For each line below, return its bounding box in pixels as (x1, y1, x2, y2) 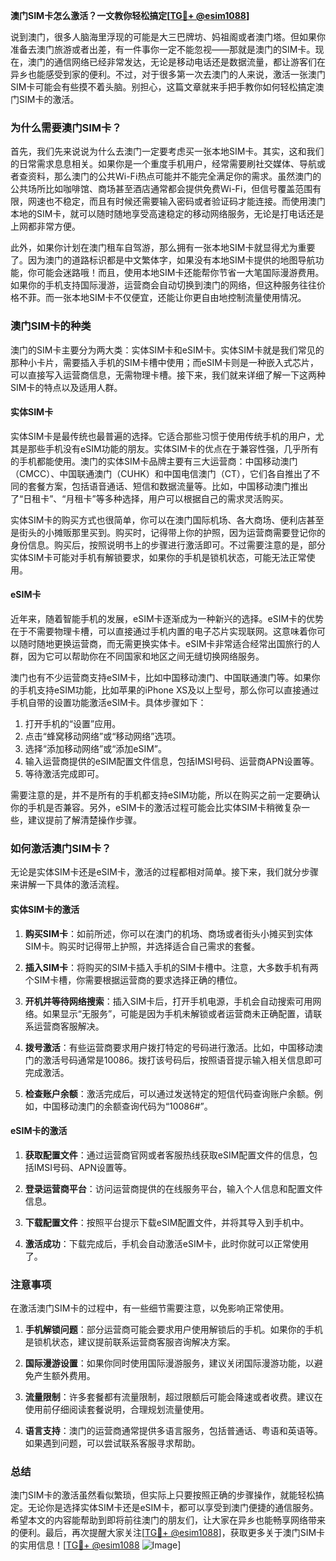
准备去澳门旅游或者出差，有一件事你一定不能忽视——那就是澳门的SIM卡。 (10, 44, 316, 55)
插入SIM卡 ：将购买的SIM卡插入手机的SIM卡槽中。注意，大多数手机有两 (24, 961, 319, 973)
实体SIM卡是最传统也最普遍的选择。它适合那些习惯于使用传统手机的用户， (10, 430, 316, 442)
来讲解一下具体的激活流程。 (10, 879, 125, 891)
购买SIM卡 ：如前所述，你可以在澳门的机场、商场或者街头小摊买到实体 (24, 927, 313, 939)
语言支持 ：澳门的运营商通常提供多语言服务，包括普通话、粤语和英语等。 (24, 1425, 323, 1436)
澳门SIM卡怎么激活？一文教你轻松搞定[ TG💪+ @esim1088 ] (10, 10, 250, 21)
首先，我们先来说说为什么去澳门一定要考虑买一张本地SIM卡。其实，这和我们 (10, 145, 325, 158)
